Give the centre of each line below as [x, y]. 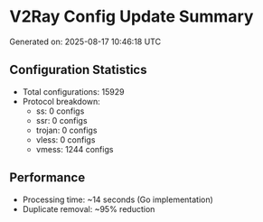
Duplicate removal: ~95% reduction [89, 208]
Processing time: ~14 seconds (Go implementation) [118, 199]
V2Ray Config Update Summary [131, 17]
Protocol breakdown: [61, 101]
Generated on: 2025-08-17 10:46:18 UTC [85, 42]
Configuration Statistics [78, 70]
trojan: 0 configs [66, 130]
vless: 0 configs [66, 139]
